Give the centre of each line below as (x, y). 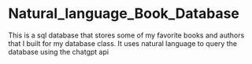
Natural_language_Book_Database (124, 14)
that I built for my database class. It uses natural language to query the (123, 43)
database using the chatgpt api (58, 52)
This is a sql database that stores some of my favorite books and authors (126, 35)
